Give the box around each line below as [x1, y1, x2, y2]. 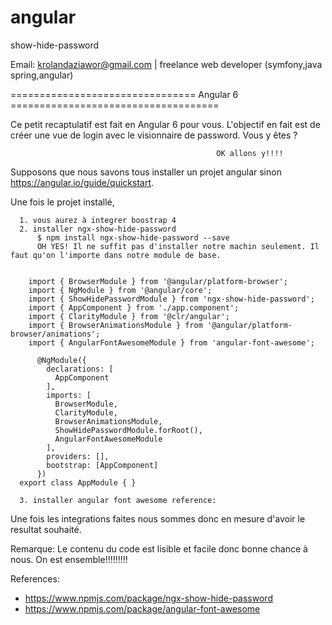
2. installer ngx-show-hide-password [19, 224, 177, 234]
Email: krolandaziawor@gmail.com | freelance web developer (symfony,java [10, 58, 323, 70]
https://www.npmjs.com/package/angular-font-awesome [24, 602, 261, 615]
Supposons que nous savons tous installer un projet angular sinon [10, 166, 282, 178]
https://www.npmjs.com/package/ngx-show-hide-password [24, 592, 273, 604]
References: [10, 572, 60, 585]
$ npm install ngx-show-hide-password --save [36, 232, 230, 243]
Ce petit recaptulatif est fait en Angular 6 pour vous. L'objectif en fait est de [10, 118, 321, 130]
